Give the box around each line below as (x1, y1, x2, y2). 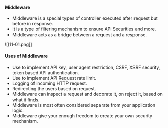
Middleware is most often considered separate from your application (12, 102, 156, 108)
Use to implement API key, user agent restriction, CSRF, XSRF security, (12, 64, 160, 71)
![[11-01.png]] (5, 41, 32, 48)
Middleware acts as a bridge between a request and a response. (12, 31, 147, 38)
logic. (12, 107, 24, 114)
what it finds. (12, 97, 40, 103)
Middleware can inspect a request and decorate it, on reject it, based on (12, 91, 163, 98)
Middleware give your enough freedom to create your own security (12, 113, 153, 119)
